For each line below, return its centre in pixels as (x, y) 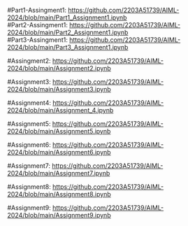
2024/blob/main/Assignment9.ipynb (59, 215)
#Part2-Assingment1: (37, 25)
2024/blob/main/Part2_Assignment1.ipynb (68, 32)
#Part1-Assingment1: (37, 10)
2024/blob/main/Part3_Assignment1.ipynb (68, 47)
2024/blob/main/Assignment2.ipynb (59, 68)
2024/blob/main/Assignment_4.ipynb (60, 110)
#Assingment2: (29, 61)
